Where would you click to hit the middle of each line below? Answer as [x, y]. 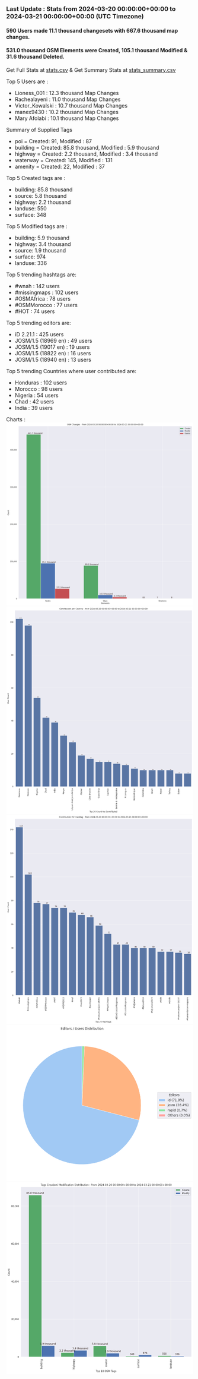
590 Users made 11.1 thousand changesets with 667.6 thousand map [92, 30]
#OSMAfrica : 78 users [43, 298]
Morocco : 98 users [39, 389]
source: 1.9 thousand [40, 250]
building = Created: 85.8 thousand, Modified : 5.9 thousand [87, 147]
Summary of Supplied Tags [39, 130]
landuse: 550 [31, 208]
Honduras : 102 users [41, 383]
